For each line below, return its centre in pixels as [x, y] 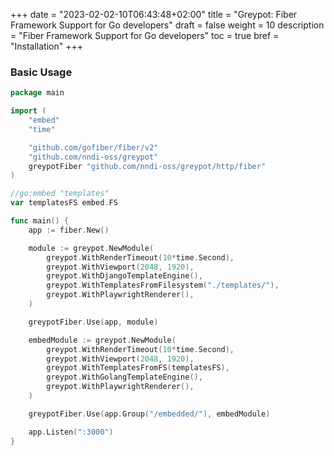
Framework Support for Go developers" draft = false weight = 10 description [167, 25]
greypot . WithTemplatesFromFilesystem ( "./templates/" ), [163, 285]
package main [37, 93]
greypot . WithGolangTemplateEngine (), [124, 377]
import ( [28, 111]
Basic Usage [41, 72]
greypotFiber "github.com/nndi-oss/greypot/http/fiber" [147, 166]
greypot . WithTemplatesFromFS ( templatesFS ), [138, 368]
